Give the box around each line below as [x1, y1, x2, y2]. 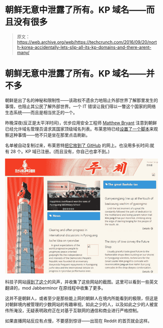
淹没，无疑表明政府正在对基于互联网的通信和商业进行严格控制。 [13, 308, 141, 313]
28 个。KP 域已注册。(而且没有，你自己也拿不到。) [10, 148, 110, 154]
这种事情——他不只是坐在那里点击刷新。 [9, 132, 90, 138]
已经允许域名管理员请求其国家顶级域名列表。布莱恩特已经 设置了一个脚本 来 [5, 126, 154, 132]
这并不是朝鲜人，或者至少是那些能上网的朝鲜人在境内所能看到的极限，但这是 [5, 295, 158, 301]
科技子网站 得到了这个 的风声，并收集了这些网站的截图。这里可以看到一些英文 [5, 279, 158, 285]
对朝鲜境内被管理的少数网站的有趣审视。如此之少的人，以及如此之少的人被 [5, 301, 154, 307]
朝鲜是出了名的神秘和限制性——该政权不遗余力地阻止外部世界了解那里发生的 [5, 97, 158, 103]
